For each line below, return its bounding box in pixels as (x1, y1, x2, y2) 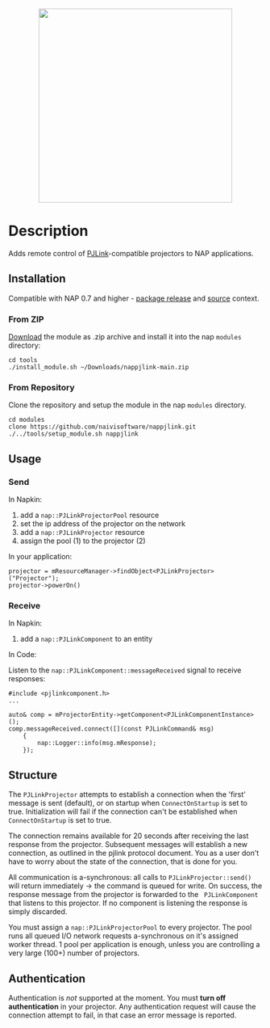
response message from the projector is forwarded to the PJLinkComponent (8, 890, 259, 899)
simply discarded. (8, 907, 68, 916)
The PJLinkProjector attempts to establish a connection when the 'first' (8, 790, 246, 799)
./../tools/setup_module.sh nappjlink (8, 430, 139, 438)
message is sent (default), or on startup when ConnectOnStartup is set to (8, 798, 248, 808)
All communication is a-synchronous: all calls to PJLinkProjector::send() (8, 873, 252, 883)
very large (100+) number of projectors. (8, 948, 140, 958)
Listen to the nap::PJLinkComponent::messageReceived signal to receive (8, 665, 242, 675)
